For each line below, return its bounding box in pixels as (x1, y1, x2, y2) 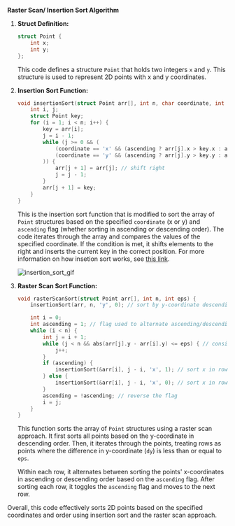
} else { (43, 373, 69, 380)
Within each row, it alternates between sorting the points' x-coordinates (17, 468, 225, 476)
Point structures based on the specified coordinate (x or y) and (17, 217, 201, 226)
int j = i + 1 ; (43, 334, 87, 341)
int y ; (30, 45, 50, 53)
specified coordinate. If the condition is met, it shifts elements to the (17, 239, 214, 248)
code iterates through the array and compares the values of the (17, 232, 201, 241)
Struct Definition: (17, 20, 69, 27)
